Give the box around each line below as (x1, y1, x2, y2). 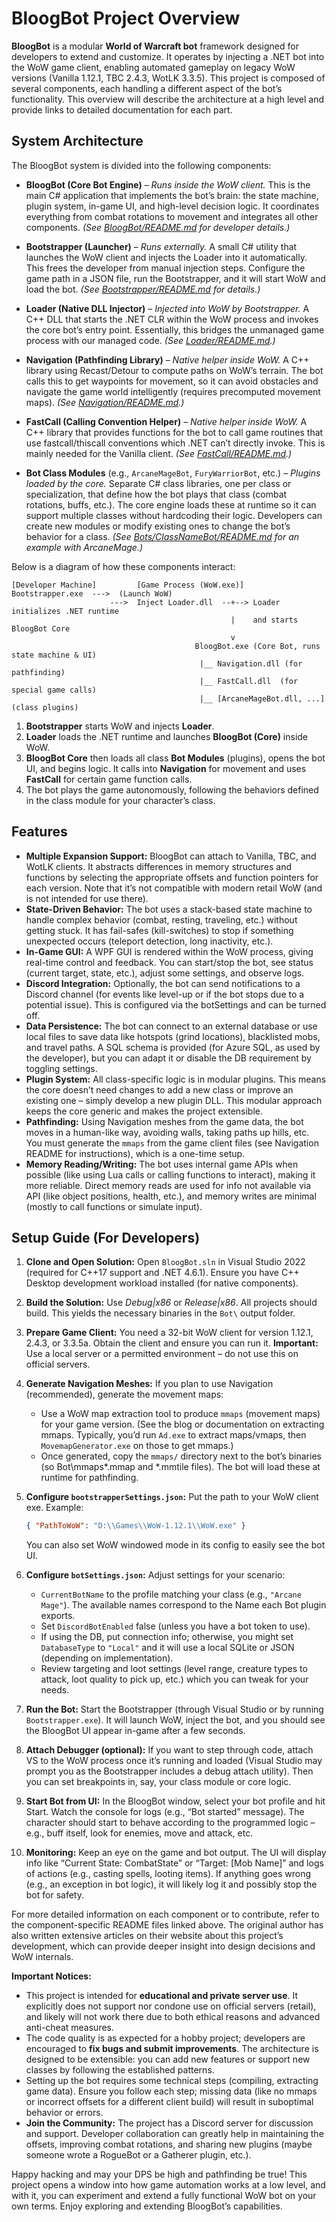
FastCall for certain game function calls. (25, 773, 193, 785)
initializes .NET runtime (11, 606, 119, 616)
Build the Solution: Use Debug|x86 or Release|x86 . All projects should (25, 1297, 318, 1309)
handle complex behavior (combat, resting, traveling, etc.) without (25, 913, 298, 926)
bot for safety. (25, 1889, 84, 1901)
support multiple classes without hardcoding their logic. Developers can (25, 509, 323, 521)
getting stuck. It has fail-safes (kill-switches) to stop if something (25, 924, 294, 936)
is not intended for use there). (25, 892, 149, 904)
